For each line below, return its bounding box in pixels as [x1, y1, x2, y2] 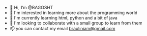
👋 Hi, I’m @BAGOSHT [9, 5, 53, 10]
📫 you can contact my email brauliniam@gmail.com [9, 26, 116, 31]
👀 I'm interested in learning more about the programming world [9, 10, 138, 16]
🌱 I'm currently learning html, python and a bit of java [9, 15, 118, 20]
